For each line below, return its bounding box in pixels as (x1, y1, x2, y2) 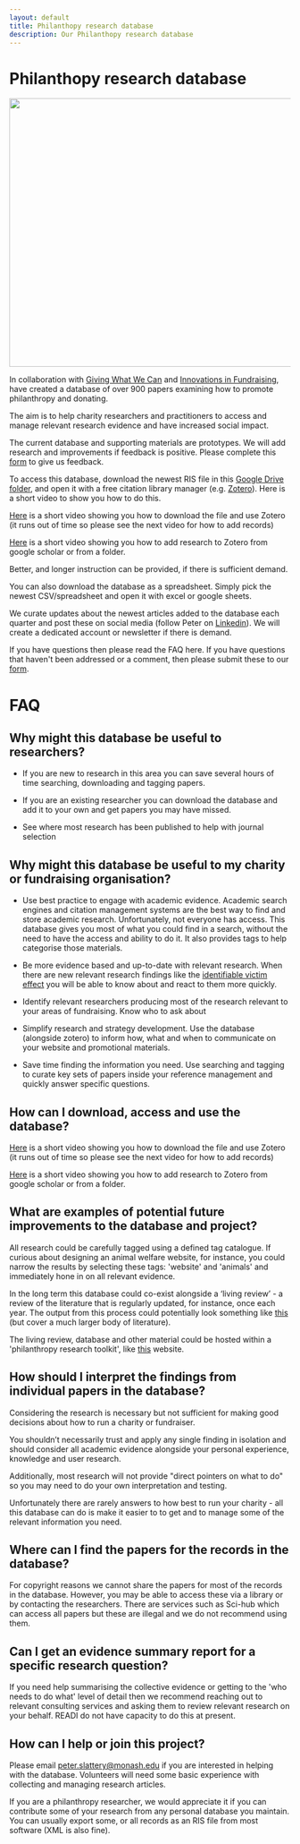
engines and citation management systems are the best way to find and (21, 905, 286, 916)
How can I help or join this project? (9, 1736, 205, 1751)
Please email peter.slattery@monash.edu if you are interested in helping (9, 1760, 274, 1771)
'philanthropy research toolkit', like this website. (9, 1344, 185, 1354)
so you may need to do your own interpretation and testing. (9, 1480, 228, 1490)
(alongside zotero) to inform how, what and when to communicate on (21, 1033, 277, 1044)
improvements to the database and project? (9, 1218, 257, 1234)
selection (21, 832, 56, 842)
